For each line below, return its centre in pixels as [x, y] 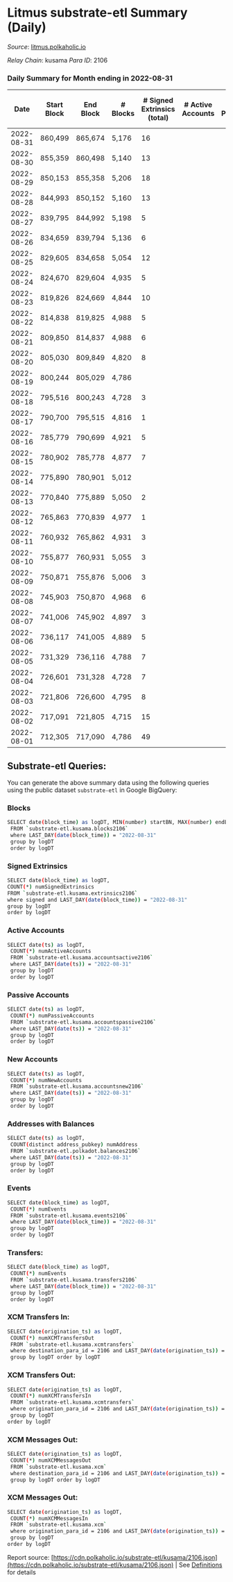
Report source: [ [31, 1557]
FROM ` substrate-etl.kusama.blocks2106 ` [69, 829]
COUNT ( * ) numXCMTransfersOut [52, 1338]
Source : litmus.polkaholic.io [47, 47]
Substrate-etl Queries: [57, 766]
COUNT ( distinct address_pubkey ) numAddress [74, 1145]
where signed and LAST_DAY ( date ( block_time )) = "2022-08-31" [97, 900]
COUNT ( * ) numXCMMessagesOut [51, 1460]
